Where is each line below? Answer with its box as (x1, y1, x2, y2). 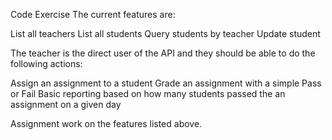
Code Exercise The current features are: (10, 9, 176, 20)
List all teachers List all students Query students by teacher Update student (10, 28, 321, 39)
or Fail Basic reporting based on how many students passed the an (10, 88, 286, 99)
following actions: (10, 58, 83, 69)
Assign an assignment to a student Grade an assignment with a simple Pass (10, 77, 322, 89)
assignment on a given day (10, 99, 122, 110)
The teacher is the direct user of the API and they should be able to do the (10, 47, 316, 59)
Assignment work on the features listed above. (10, 118, 203, 129)
